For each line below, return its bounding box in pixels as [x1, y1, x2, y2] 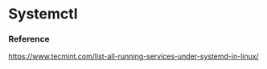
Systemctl [8, 5, 78, 23]
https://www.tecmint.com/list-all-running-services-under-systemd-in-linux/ [8, 51, 259, 61]
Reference [8, 34, 50, 45]
